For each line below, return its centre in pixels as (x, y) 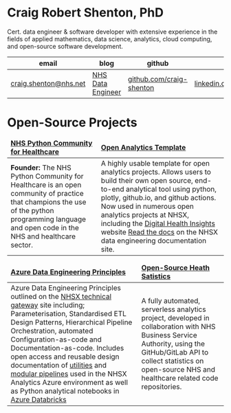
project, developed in (175, 317)
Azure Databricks (38, 399)
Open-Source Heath (176, 267)
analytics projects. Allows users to (156, 172)
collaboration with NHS (178, 326)
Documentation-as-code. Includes (67, 348)
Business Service (169, 335)
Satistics (156, 276)
